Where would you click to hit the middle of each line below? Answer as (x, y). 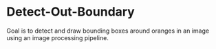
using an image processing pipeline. (58, 37)
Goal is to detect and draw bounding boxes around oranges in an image (108, 31)
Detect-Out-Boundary (71, 12)
